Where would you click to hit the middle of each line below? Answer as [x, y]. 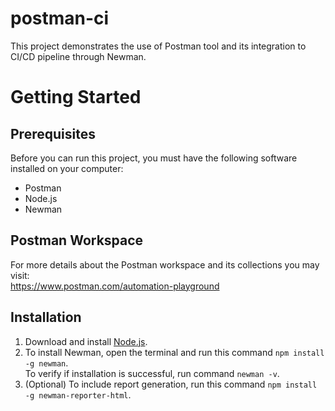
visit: [20, 275]
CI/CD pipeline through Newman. [78, 56]
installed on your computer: [67, 168]
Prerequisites [53, 133]
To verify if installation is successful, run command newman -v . [152, 373]
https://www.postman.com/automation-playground [115, 286]
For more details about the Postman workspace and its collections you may [165, 264]
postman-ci [60, 18]
